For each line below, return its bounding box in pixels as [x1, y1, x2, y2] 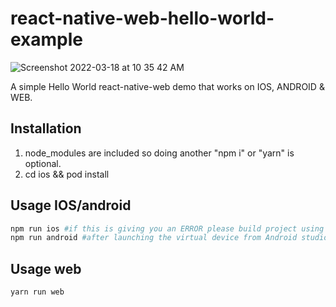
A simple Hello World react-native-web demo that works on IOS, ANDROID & [10, 80, 325, 92]
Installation [10, 120, 82, 137]
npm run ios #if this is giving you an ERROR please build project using [10, 223, 325, 234]
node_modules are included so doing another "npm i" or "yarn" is [24, 147, 295, 159]
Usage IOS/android [10, 197, 132, 214]
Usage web [10, 260, 82, 277]
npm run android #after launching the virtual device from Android [10, 233, 298, 243]
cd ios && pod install [24, 168, 110, 180]
